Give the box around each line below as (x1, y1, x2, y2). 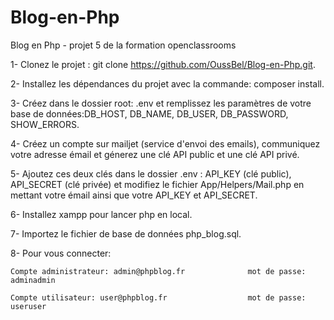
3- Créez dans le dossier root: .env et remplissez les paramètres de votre (10, 97, 312, 109)
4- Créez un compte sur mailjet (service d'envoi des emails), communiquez (10, 137, 321, 150)
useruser (10, 301, 47, 311)
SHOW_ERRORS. (10, 118, 80, 130)
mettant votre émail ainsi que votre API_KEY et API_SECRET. (10, 189, 258, 201)
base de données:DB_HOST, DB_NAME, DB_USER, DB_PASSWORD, (10, 107, 289, 120)
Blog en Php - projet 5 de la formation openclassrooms (10, 39, 237, 51)
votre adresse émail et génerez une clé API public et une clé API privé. (10, 148, 300, 160)
